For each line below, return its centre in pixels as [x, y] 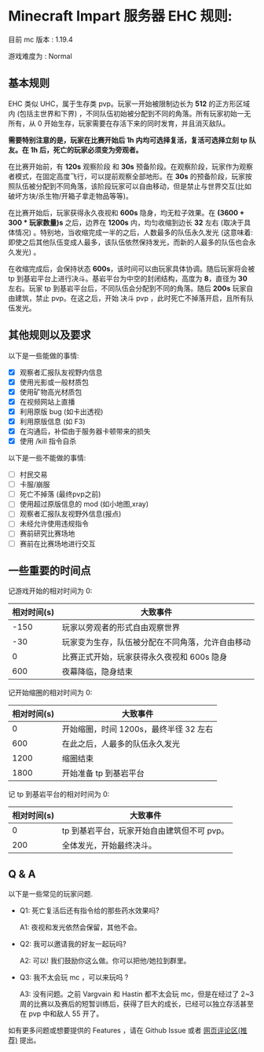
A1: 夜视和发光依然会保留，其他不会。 [80, 927]
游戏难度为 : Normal [40, 56]
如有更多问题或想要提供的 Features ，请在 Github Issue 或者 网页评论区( [125, 1031]
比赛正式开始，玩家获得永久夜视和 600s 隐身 [145, 657]
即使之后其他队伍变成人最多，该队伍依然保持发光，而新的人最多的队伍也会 [128, 242]
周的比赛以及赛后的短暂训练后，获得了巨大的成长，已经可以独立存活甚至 [136, 1004]
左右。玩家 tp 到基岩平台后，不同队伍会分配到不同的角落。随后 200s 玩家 [127, 288]
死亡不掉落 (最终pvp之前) [60, 494]
